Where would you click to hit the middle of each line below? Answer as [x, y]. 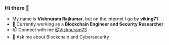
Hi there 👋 [17, 8]
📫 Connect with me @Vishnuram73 [49, 30]
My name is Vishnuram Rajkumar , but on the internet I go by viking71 [85, 19]
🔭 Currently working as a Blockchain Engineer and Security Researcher [88, 24]
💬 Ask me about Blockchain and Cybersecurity [60, 37]
